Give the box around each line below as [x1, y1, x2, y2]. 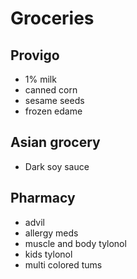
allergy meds [24, 227, 79, 239]
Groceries [10, 7, 95, 30]
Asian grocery [10, 134, 101, 151]
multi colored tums [24, 258, 103, 271]
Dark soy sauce [24, 160, 90, 172]
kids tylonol [24, 248, 73, 260]
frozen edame [24, 105, 83, 117]
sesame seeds [24, 95, 85, 106]
